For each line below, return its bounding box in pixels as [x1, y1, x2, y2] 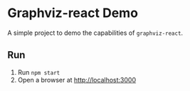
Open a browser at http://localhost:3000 [17, 75, 137, 84]
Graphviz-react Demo [7, 5, 139, 21]
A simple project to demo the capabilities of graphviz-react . [7, 28, 184, 37]
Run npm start [17, 68, 60, 76]
